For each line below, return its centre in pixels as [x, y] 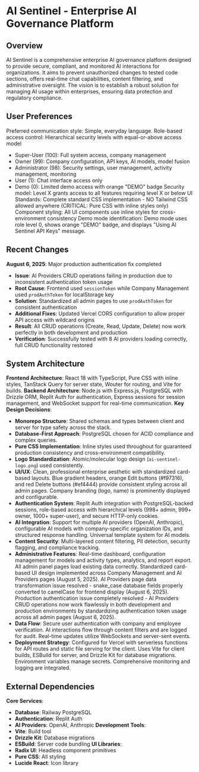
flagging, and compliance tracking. [57, 548]
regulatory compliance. [34, 98]
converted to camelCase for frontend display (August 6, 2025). [92, 592]
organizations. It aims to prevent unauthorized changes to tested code [92, 72]
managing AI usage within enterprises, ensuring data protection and [89, 91]
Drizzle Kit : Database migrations [55, 738]
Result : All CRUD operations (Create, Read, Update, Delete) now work [100, 326]
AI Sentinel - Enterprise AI [71, 11]
